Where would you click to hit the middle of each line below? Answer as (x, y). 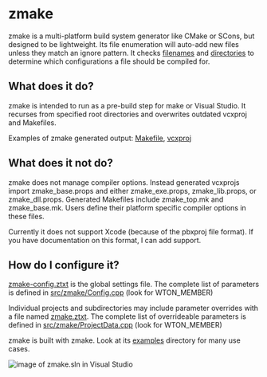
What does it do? (51, 86)
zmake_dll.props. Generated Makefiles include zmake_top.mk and (116, 199)
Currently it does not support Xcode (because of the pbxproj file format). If (131, 231)
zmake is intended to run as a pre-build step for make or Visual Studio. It (127, 105)
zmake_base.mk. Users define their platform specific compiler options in (128, 207)
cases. (19, 349)
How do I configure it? (64, 265)
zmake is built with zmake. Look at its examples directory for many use (124, 340)
